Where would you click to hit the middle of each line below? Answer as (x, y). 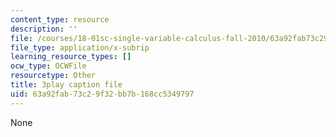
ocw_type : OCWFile (48, 66)
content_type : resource (60, 19)
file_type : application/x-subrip (80, 47)
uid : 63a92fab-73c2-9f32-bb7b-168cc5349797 (102, 94)
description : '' (44, 29)
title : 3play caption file (66, 85)
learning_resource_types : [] (71, 57)
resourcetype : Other (53, 76)
